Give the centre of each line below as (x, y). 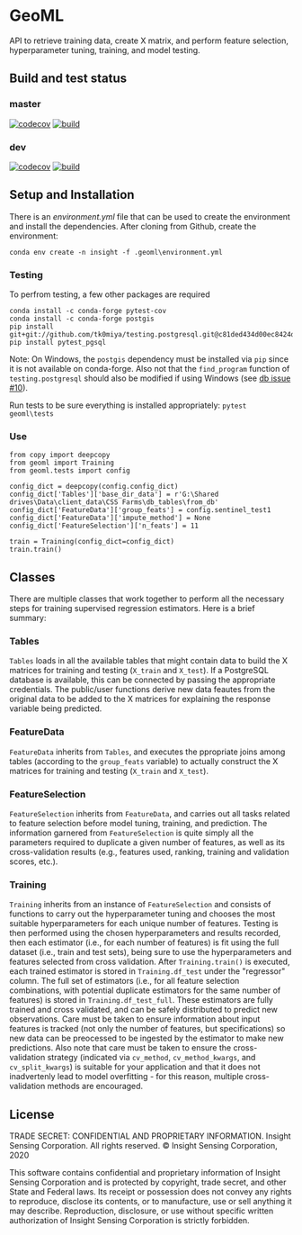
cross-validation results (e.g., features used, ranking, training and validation (149, 852)
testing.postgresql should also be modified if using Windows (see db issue (150, 378)
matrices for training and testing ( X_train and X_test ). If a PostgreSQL (139, 671)
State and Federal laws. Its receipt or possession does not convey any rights (151, 1192)
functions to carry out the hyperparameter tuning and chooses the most (142, 914)
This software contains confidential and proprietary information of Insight (145, 1173)
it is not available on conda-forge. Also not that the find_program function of (150, 369)
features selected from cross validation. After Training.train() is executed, (150, 962)
